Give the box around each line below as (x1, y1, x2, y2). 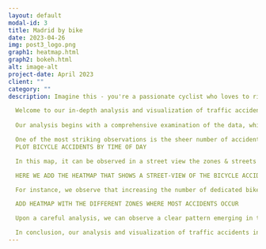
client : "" (8, 77, 44, 85)
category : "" (8, 85, 51, 93)
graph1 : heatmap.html (8, 48, 80, 56)
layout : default (8, 11, 62, 20)
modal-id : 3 (8, 19, 47, 27)
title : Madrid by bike (8, 26, 83, 34)
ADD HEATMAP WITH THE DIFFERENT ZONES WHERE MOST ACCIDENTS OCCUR (15, 200, 239, 208)
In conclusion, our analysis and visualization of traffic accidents (15, 228, 249, 237)
